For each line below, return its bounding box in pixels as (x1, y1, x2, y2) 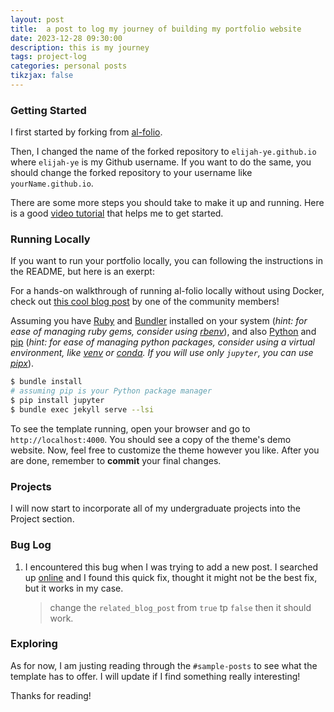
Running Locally (10, 232, 91, 246)
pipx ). (10, 357, 35, 370)
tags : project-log (10, 52, 87, 62)
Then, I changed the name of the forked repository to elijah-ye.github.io (10, 146, 317, 158)
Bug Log (10, 538, 52, 552)
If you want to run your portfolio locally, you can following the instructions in (10, 255, 323, 267)
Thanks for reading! (10, 689, 92, 701)
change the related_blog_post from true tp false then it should (49, 601, 312, 613)
